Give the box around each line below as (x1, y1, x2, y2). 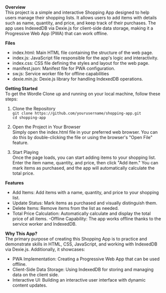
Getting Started (5, 86, 38, 91)
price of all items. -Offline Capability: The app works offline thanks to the (12, 216, 161, 222)
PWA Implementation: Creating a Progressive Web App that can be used (12, 256, 160, 262)
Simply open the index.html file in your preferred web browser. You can (12, 129, 158, 135)
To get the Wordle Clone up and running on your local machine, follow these (5, 91, 161, 97)
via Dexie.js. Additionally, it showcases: (5, 246, 85, 252)
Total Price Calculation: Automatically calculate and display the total (12, 210, 151, 216)
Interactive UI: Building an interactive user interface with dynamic (12, 277, 146, 283)
